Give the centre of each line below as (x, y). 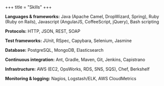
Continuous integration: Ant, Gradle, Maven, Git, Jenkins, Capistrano (75, 60)
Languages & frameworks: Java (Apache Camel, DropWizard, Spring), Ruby (82, 16)
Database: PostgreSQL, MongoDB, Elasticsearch (54, 50)
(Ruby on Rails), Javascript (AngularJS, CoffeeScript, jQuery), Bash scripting (82, 22)
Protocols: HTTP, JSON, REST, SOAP (43, 31)
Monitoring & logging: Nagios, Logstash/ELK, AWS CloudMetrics (71, 78)
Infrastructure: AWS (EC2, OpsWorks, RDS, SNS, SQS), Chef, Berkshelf (77, 69)
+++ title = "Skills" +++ (28, 7)
